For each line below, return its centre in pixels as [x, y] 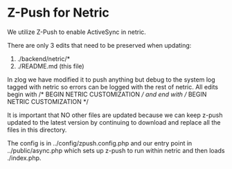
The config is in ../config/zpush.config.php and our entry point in [100, 143]
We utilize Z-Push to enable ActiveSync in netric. [77, 32]
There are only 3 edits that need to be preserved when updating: [99, 45]
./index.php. [24, 158]
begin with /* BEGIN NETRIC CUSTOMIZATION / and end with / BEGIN [107, 94]
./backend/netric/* [44, 59]
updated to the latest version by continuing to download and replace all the [114, 122]
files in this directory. [37, 130]
